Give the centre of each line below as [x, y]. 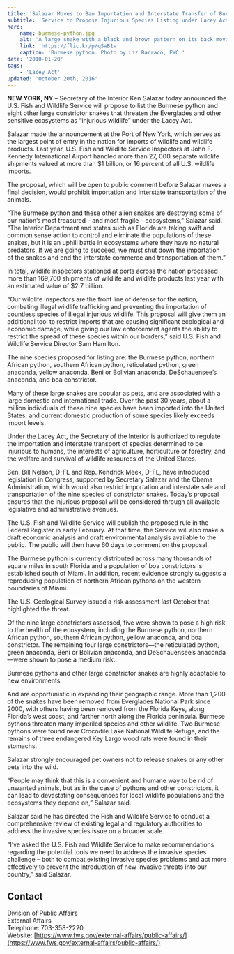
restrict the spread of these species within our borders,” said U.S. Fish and [114, 336]
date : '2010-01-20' [36, 59]
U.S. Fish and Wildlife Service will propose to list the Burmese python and [112, 106]
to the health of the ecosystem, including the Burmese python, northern [110, 630]
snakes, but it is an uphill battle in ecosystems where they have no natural [113, 243]
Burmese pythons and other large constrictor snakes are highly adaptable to [117, 673]
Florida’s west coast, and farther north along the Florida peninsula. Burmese [116, 717]
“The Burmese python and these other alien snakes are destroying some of [115, 213]
